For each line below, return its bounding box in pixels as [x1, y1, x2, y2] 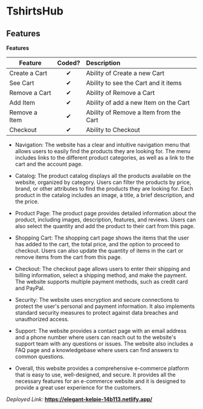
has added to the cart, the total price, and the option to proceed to [14, 241, 180, 247]
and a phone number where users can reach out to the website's [14, 334, 176, 341]
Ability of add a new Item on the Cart [86, 99, 190, 106]
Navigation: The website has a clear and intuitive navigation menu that [14, 141, 190, 148]
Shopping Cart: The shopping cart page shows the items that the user [14, 234, 189, 241]
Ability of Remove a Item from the [86, 108, 181, 116]
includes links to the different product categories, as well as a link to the [14, 154, 195, 161]
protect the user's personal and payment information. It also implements [14, 303, 195, 310]
